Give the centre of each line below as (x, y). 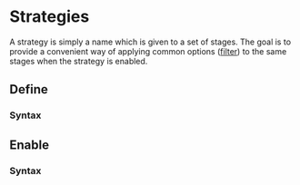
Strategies (50, 17)
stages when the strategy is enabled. (79, 61)
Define (29, 89)
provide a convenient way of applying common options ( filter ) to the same (148, 51)
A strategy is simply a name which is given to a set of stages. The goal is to (150, 42)
